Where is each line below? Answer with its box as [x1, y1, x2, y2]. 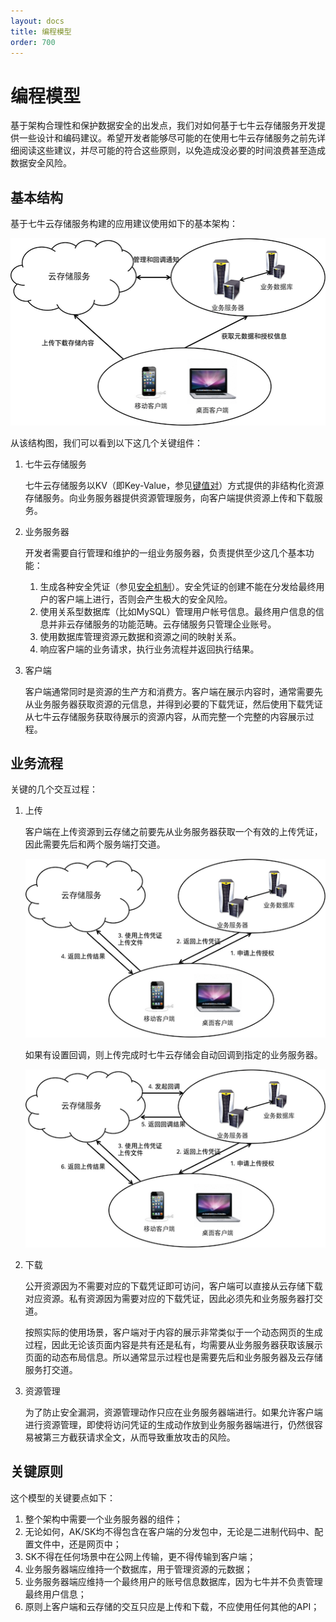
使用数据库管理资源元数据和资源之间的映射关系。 [39, 630, 242, 642]
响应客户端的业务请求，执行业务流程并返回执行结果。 [39, 643, 260, 655]
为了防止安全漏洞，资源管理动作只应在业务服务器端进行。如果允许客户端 [24, 1406, 323, 1418]
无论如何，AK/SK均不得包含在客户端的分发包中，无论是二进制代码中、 [24, 1525, 315, 1537]
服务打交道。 [24, 1363, 78, 1375]
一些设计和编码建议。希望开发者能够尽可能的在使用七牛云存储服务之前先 [18, 132, 317, 144]
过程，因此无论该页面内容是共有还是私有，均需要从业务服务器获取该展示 [24, 1338, 323, 1350]
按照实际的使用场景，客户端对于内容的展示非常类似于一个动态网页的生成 [24, 1326, 323, 1338]
